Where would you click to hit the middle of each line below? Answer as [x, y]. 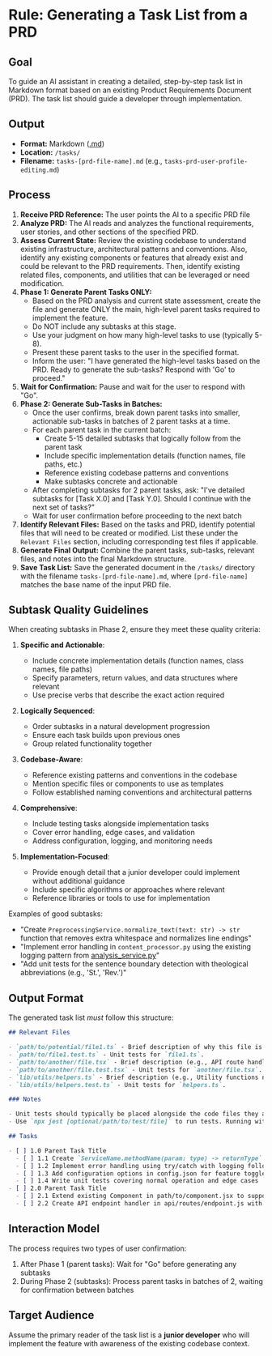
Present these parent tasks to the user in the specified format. [136, 352]
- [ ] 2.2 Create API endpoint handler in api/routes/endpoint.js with [139, 1204]
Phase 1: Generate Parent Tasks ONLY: [86, 292]
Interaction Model [54, 1229]
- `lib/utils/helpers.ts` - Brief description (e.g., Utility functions [134, 1077]
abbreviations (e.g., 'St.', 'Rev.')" [73, 973]
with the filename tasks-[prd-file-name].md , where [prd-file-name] [134, 576]
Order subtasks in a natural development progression [121, 727]
